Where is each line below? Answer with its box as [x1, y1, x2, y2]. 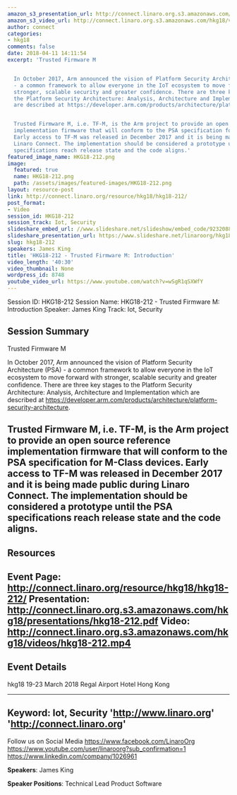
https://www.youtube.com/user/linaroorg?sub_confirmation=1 [7, 744, 186, 753]
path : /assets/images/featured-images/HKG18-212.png [13, 179, 172, 187]
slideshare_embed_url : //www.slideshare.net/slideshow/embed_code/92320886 [7, 225, 235, 233]
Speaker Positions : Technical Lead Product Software [7, 779, 162, 788]
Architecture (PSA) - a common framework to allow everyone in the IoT [7, 365, 214, 374]
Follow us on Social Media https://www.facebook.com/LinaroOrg [7, 736, 195, 746]
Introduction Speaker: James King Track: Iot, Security [7, 305, 164, 313]
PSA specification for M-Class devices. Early [7, 457, 209, 469]
